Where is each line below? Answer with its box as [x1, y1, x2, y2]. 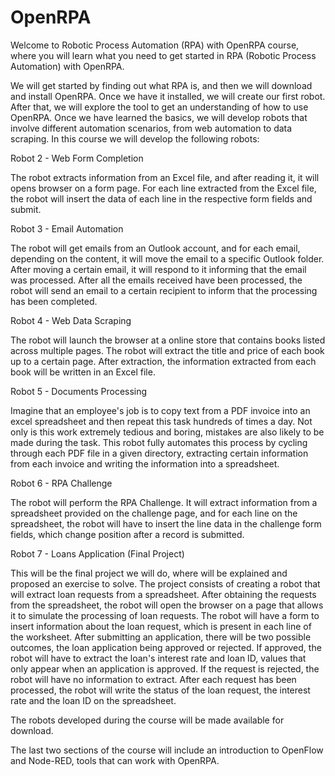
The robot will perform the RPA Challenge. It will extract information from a [10, 496, 318, 508]
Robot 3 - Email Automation [10, 222, 124, 235]
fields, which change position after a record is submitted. [10, 528, 245, 540]
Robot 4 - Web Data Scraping [10, 314, 132, 326]
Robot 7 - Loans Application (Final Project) [10, 547, 185, 560]
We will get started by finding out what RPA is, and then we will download [10, 79, 313, 91]
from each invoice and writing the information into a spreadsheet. [10, 457, 280, 470]
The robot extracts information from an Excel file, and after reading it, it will [10, 171, 320, 183]
